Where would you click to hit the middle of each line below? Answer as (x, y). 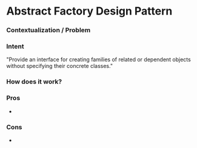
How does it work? (34, 82)
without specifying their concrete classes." (60, 66)
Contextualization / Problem (48, 30)
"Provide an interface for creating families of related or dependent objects (98, 59)
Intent (15, 47)
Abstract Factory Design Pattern (89, 11)
